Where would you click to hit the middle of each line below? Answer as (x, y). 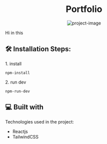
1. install (13, 63)
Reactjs (20, 131)
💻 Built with (24, 107)
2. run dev (16, 82)
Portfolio (84, 9)
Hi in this (14, 32)
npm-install (17, 73)
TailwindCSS (25, 136)
